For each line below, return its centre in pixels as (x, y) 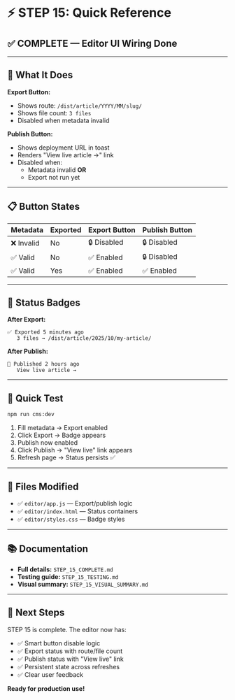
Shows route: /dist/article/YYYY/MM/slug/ (79, 106)
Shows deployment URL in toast (63, 148)
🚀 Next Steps (36, 613)
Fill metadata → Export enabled (63, 428)
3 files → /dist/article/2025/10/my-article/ (84, 338)
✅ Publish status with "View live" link (70, 659)
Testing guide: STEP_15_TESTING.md (68, 576)
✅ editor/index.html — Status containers (78, 511)
